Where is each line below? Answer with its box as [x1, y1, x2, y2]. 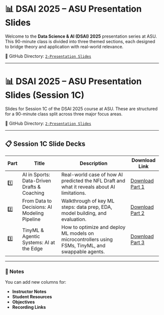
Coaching [22, 189, 45, 196]
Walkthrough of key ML [61, 197, 115, 204]
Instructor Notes [12, 289, 47, 294]
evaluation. [61, 216, 87, 223]
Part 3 [130, 239, 145, 246]
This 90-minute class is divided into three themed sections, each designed [5, 38, 155, 44]
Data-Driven [22, 177, 51, 184]
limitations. [61, 189, 86, 196]
